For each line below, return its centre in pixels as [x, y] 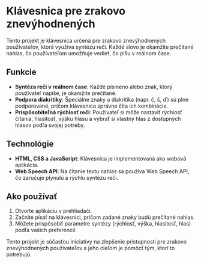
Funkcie [22, 72]
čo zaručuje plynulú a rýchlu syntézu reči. [67, 177]
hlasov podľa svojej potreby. [50, 125]
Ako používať [32, 196]
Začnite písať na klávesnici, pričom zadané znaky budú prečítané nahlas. [105, 217]
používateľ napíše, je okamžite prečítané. [66, 93]
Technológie [30, 144]
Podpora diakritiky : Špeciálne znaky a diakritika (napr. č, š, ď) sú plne [102, 99]
